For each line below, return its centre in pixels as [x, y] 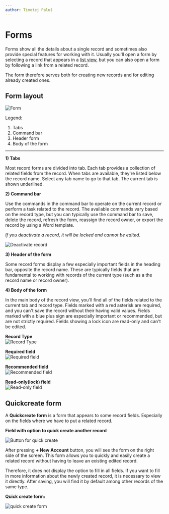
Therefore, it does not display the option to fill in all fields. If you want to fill [82, 471]
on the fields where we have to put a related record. [59, 421]
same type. [17, 487]
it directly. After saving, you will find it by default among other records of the [84, 481]
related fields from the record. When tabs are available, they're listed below [83, 173]
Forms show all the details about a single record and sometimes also [76, 49]
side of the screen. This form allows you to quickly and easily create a [77, 455]
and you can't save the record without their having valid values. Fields [78, 311]
